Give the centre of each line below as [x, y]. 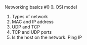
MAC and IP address [33, 22]
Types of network [30, 16]
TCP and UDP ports [32, 32]
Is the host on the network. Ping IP [47, 37]
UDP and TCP [26, 27]
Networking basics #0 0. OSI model [41, 7]
